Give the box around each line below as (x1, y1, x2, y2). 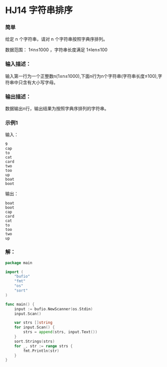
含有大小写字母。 (22, 79, 58, 85)
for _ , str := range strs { (14, 343, 73, 348)
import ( (5, 269, 24, 274)
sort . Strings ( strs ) (14, 339, 55, 344)
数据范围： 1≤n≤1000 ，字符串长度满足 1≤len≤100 (5, 47, 108, 53)
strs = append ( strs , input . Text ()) (23, 330, 98, 335)
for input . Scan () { (14, 325, 55, 330)
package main (5, 260, 33, 265)
